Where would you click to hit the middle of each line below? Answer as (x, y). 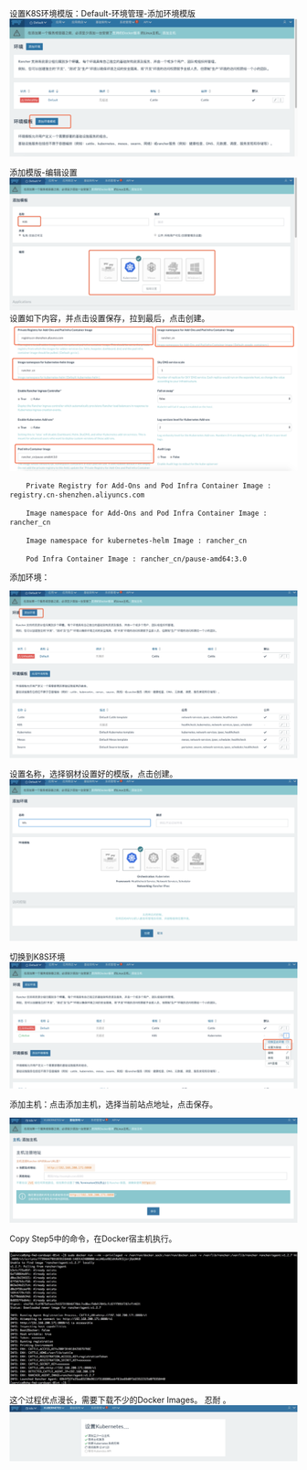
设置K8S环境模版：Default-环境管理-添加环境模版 (103, 13)
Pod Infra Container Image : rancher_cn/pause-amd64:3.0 (137, 559)
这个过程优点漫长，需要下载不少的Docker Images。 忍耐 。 (120, 1400)
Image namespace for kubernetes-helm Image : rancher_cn (137, 541)
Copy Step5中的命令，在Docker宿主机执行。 (93, 1239)
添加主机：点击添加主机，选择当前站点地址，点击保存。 (113, 1104)
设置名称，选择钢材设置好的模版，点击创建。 (94, 774)
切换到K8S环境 (37, 957)
